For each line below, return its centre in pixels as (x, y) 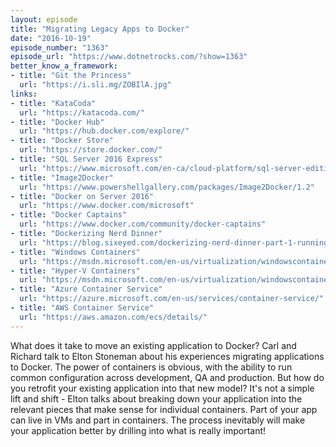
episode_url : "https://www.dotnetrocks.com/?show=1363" (129, 57)
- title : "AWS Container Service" (82, 308)
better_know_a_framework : (64, 66)
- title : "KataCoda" (53, 103)
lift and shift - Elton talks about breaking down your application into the (156, 398)
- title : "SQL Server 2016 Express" (86, 159)
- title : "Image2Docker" (62, 177)
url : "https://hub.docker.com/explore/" (104, 131)
